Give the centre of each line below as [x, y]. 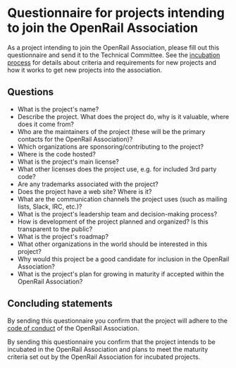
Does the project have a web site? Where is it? [85, 191]
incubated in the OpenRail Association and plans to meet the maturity [108, 349]
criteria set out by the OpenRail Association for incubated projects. [104, 357]
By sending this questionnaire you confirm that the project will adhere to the [117, 320]
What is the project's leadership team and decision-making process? [117, 214]
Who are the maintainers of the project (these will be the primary [111, 131]
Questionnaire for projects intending [116, 13]
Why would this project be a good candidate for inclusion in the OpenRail [123, 259]
